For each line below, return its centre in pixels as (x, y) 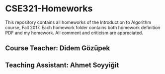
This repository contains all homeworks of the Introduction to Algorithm (78, 22)
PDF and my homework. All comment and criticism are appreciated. (74, 33)
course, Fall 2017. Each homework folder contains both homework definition (83, 27)
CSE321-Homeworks (49, 9)
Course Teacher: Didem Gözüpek (58, 48)
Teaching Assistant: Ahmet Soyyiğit (62, 65)
